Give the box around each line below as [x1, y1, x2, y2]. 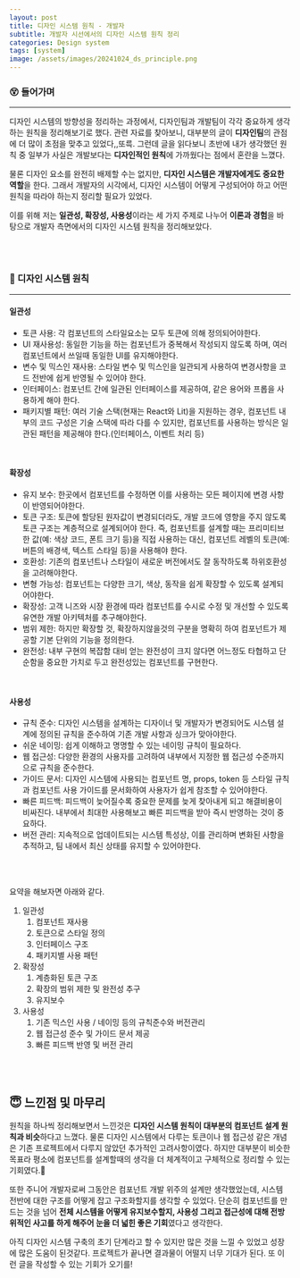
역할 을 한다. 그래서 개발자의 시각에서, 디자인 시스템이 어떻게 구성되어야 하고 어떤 [9, 180, 288, 190]
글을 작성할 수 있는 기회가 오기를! [18, 1259, 133, 1270]
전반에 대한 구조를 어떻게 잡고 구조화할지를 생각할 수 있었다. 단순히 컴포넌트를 [9, 1195, 279, 1207]
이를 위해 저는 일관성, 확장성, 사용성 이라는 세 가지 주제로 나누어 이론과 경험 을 [9, 210, 275, 221]
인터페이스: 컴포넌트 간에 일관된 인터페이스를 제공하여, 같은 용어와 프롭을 [21, 383, 275, 394]
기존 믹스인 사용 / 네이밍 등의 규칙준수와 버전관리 [35, 1017, 205, 1028]
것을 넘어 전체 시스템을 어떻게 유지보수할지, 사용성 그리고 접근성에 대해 [25, 1207, 270, 1217]
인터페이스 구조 [35, 939, 89, 950]
